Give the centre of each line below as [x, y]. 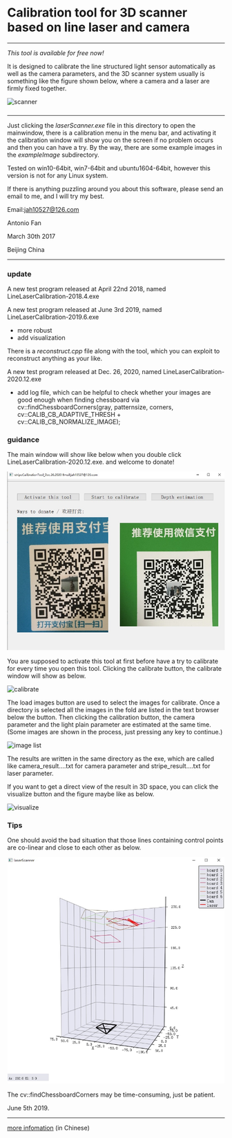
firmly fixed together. [37, 88]
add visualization [41, 338]
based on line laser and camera [98, 27]
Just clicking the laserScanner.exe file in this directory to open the [101, 125]
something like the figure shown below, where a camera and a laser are [109, 81]
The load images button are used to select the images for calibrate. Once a [114, 703]
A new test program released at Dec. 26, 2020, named [85, 372]
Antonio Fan [24, 223]
